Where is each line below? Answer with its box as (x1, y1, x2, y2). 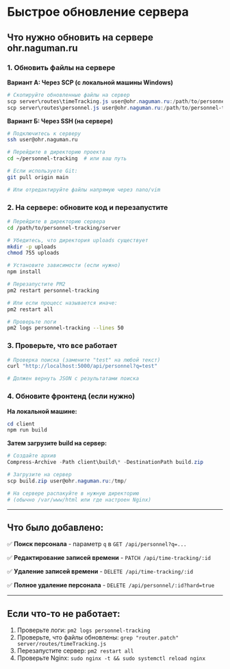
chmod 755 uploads (7, 250, 60, 257)
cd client (7, 420, 36, 427)
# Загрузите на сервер (7, 471, 72, 478)
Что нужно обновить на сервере (7, 32, 154, 43)
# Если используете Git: (7, 167, 78, 174)
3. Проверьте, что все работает (7, 341, 118, 351)
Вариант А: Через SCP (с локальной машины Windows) (7, 78, 173, 86)
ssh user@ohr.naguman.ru (7, 137, 78, 143)
